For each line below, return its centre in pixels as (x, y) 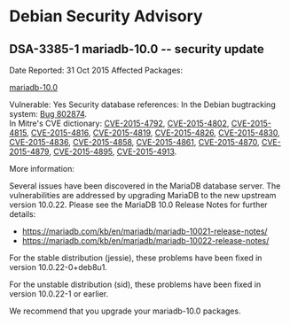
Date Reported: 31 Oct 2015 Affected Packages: (96, 70)
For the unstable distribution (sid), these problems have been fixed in (135, 284)
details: (23, 214)
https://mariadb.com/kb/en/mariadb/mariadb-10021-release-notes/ (145, 231)
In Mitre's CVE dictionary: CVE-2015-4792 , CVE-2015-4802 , (119, 123)
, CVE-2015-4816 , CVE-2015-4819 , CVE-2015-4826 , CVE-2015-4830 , (153, 133)
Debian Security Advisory (106, 16)
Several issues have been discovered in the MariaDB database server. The (145, 186)
